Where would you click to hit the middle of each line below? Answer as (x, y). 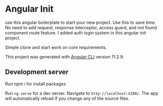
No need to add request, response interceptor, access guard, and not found (81, 27)
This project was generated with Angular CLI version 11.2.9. (65, 56)
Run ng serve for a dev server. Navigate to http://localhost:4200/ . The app (82, 93)
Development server (37, 72)
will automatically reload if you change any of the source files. (67, 98)
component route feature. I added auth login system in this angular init (76, 33)
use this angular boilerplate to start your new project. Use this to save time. (81, 22)
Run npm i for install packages (35, 84)
